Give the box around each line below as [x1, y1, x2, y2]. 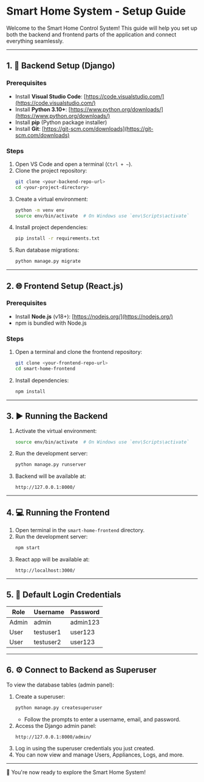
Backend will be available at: [15, 472, 86, 480]
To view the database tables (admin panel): [6, 681, 114, 688]
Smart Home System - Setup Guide [6, 4, 186, 18]
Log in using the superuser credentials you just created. [15, 744, 155, 752]
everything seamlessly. [6, 37, 64, 44]
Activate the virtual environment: [15, 427, 97, 434]
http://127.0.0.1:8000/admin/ [15, 734, 92, 740]
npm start [15, 545, 41, 551]
